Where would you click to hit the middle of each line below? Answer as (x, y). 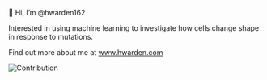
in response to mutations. (51, 37)
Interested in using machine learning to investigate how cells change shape (134, 28)
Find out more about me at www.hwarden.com (86, 52)
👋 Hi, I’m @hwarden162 (47, 13)
